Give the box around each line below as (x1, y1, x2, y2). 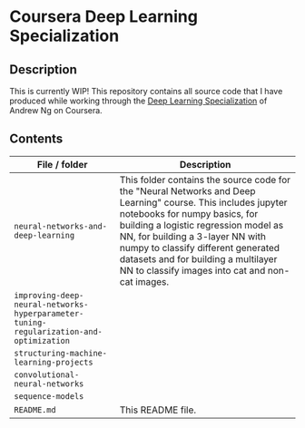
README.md (14, 404, 56, 414)
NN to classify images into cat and (119, 264, 266, 277)
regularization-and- (14, 326, 103, 336)
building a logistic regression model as (119, 219, 284, 231)
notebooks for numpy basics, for (119, 207, 259, 219)
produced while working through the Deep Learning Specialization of (9, 95, 268, 106)
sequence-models (14, 391, 84, 401)
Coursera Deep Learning (9, 6, 198, 27)
